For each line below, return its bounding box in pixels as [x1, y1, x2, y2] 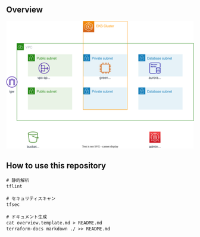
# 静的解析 [6, 177, 30, 184]
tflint [6, 183, 23, 190]
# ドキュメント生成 [6, 214, 48, 220]
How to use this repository [6, 161, 107, 171]
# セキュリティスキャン [6, 196, 56, 202]
